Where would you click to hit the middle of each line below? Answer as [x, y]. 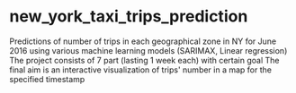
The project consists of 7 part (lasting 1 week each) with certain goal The [145, 60]
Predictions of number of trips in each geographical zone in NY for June [143, 41]
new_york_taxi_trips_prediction [129, 17]
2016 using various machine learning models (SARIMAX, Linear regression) [148, 50]
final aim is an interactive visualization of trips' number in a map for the [141, 70]
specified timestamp [47, 79]
